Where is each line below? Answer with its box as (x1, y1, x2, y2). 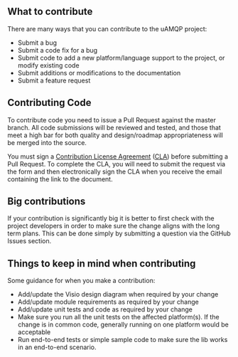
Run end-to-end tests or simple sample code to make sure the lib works (17, 336, 228, 344)
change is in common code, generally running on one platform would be (17, 320, 229, 329)
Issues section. (7, 237, 52, 245)
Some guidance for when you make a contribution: (7, 277, 156, 285)
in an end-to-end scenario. (17, 343, 97, 351)
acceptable (17, 328, 51, 336)
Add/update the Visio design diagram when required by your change (17, 290, 219, 299)
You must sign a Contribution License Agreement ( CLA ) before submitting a (7, 152, 229, 161)
